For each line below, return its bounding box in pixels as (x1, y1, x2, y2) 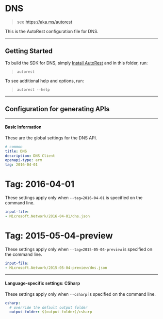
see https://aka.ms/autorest (16, 19, 73, 25)
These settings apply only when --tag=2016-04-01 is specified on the (5, 195, 143, 201)
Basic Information (5, 124, 42, 130)
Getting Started (5, 47, 53, 55)
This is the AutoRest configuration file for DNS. (5, 28, 98, 34)
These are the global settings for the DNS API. (5, 134, 97, 141)
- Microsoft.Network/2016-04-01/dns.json (5, 214, 90, 218)
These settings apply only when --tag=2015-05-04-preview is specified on (5, 246, 153, 252)
